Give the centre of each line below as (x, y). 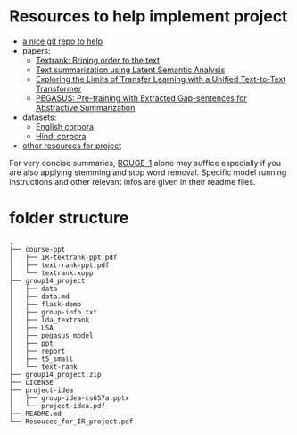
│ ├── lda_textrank (49, 320)
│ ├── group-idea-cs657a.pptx (69, 398)
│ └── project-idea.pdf (57, 406)
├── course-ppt (37, 249)
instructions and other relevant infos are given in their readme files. (132, 181)
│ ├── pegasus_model (51, 335)
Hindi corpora (61, 136)
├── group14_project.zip (55, 374)
